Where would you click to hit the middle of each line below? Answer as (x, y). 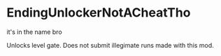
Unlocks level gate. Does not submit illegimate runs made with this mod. (110, 45)
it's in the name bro (34, 32)
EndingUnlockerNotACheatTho (99, 13)
